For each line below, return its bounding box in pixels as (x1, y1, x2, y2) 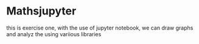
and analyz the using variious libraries (6, 30, 102, 37)
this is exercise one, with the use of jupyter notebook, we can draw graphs (6, 24, 194, 31)
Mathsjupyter (6, 4, 77, 18)
